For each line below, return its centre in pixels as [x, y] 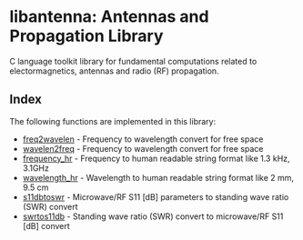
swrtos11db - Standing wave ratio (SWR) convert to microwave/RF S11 [153, 216]
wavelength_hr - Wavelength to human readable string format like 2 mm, [158, 177]
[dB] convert [46, 225]
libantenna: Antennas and [109, 17]
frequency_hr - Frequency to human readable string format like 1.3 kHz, [156, 158]
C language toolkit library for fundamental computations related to [133, 61]
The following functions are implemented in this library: [113, 121]
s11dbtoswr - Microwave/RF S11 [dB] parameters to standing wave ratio [156, 196]
